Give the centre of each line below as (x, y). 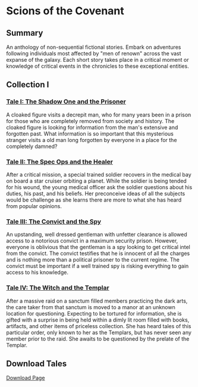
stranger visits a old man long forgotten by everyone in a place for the (92, 140)
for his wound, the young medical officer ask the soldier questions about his (99, 187)
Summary (25, 33)
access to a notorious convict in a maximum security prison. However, (92, 241)
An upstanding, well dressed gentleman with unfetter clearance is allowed (97, 235)
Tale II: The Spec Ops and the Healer (59, 162)
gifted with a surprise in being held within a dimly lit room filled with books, (98, 320)
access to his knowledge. (37, 272)
